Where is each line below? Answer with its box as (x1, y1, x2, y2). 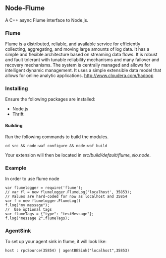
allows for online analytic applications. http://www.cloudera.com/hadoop (5, 73, 154, 79)
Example (5, 164, 27, 171)
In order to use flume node (5, 175, 59, 181)
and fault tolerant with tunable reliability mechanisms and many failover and (5, 57, 160, 63)
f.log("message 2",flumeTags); (5, 216, 70, 221)
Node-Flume (5, 4, 45, 12)
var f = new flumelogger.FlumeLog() (5, 198, 81, 203)
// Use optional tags (5, 207, 52, 212)
